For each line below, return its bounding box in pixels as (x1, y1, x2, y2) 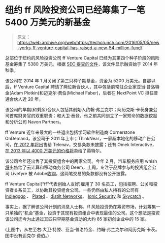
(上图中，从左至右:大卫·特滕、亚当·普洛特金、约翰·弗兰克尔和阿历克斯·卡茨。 (5, 226, 160, 232)
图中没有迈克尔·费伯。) (5, 232, 49, 239)
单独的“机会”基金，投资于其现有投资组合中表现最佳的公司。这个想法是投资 (9, 210, 160, 215)
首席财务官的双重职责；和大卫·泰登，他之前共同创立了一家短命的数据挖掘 (9, 113, 158, 119)
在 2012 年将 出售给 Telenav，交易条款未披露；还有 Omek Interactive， (14, 141, 157, 148)
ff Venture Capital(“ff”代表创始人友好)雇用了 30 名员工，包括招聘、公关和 (5, 181, 154, 187)
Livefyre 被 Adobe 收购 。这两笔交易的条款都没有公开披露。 (10, 170, 130, 176)
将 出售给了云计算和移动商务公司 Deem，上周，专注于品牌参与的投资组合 (5, 164, 152, 170)
